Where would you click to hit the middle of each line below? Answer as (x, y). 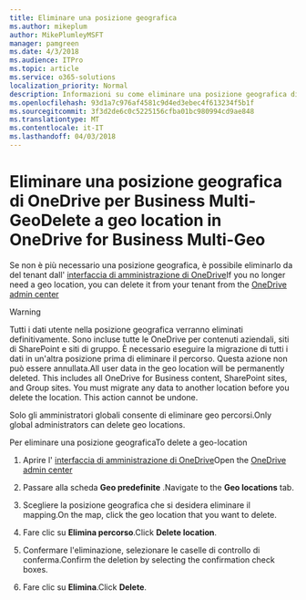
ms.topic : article (44, 69)
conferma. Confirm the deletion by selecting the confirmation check (148, 559)
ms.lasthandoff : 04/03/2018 (63, 137)
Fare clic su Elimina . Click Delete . (85, 587)
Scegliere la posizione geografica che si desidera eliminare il (136, 505)
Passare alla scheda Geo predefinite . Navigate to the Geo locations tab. (158, 487)
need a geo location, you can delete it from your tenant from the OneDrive (148, 284)
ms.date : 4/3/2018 (44, 52)
